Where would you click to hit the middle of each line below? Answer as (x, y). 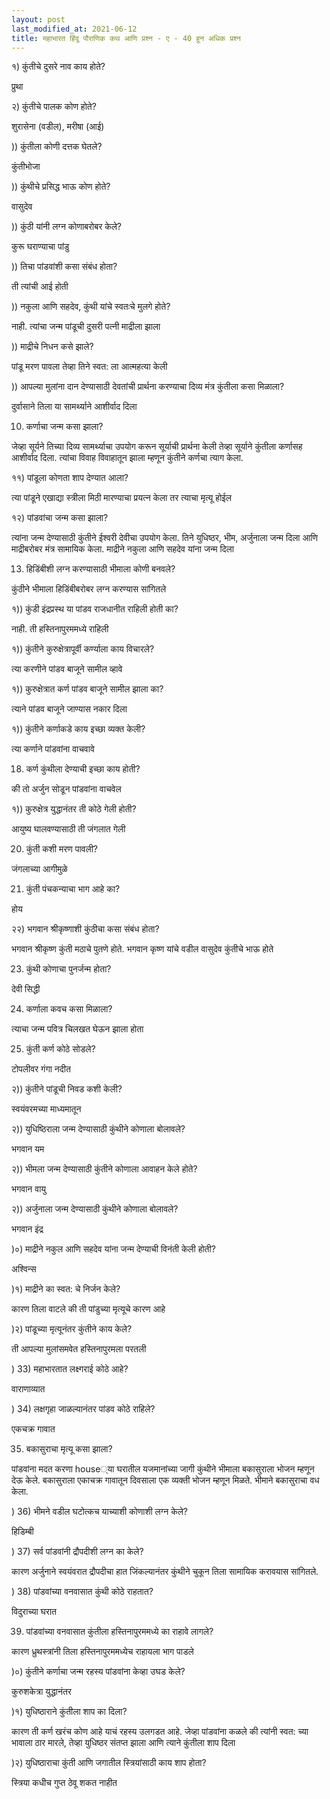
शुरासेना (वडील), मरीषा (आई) (58, 127)
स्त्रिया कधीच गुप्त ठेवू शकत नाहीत (64, 1783)
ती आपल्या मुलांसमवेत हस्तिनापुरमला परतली (79, 1349)
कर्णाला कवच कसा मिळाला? (69, 1009)
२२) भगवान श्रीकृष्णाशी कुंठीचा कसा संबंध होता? (85, 929)
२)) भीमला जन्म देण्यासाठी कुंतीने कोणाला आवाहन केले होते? (104, 1169)
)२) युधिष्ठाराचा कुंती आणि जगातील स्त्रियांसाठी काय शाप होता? (109, 1763)
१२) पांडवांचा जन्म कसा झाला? (60, 518)
